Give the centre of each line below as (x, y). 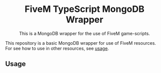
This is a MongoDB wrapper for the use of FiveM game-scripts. (85, 33)
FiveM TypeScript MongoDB (85, 9)
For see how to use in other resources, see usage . (57, 48)
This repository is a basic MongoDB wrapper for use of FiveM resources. (81, 43)
